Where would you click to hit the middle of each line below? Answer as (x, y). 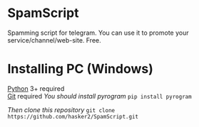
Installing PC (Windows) (80, 69)
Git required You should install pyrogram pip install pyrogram (99, 96)
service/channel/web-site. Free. (54, 40)
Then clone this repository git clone (61, 110)
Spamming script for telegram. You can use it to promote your (98, 33)
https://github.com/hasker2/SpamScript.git (73, 116)
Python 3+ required (36, 88)
